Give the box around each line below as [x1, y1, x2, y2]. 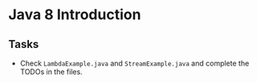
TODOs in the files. [19, 67, 83, 77]
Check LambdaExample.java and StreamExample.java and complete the [19, 58, 250, 68]
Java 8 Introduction [8, 6, 141, 24]
